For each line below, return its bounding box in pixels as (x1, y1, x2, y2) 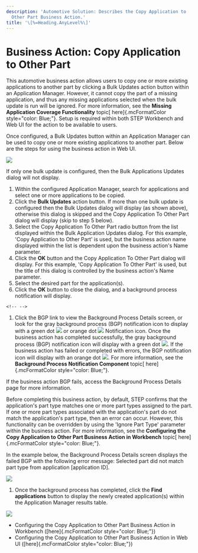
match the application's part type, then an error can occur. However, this (6, 415, 183, 422)
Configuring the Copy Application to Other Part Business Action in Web (14, 534, 188, 541)
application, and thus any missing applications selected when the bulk (6, 96, 177, 104)
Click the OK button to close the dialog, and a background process (14, 286, 177, 293)
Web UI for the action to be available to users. (6, 121, 118, 128)
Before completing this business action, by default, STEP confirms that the (6, 396, 187, 403)
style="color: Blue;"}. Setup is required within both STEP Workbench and (6, 115, 184, 122)
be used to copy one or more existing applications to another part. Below (6, 139, 184, 146)
